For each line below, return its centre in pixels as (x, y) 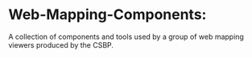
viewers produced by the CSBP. (61, 44)
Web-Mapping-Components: (107, 15)
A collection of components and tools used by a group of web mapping (126, 37)
